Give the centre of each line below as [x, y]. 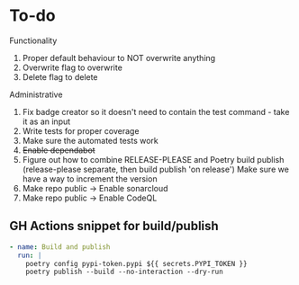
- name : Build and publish [60, 247]
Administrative [36, 94]
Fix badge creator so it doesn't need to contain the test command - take [156, 111]
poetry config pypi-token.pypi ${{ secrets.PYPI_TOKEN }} [136, 263]
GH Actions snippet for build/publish [114, 226]
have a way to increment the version [90, 178]
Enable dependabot [59, 150]
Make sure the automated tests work [91, 140]
